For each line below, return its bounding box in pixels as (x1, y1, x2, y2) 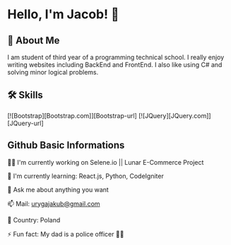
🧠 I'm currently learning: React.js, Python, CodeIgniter (7, 172, 164, 180)
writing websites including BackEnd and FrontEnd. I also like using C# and (7, 61, 223, 69)
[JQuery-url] (7, 119, 44, 127)
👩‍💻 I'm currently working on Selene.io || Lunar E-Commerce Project (7, 158, 204, 166)
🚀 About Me (7, 34, 60, 46)
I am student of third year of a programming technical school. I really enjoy (7, 53, 225, 61)
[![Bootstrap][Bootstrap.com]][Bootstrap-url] (7, 111, 138, 120)
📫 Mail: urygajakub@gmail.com (7, 199, 100, 208)
